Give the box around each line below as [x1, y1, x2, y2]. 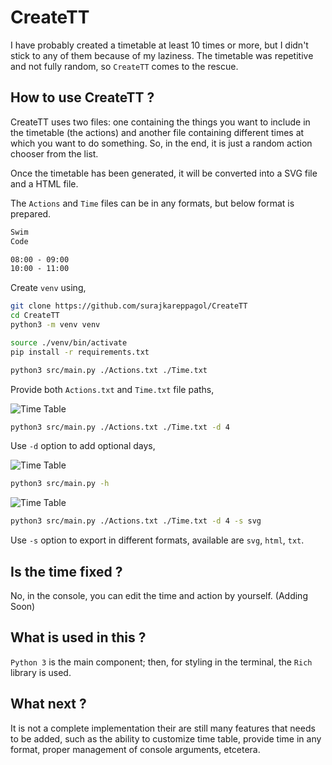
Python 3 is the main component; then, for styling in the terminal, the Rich [10, 656, 313, 668]
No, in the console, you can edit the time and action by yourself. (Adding [10, 589, 308, 601]
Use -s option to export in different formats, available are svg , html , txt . [10, 534, 305, 546]
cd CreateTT [10, 311, 60, 321]
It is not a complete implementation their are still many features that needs [10, 722, 316, 734]
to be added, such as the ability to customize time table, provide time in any [10, 732, 322, 745]
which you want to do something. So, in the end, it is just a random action [10, 137, 313, 149]
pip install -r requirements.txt [10, 347, 150, 357]
